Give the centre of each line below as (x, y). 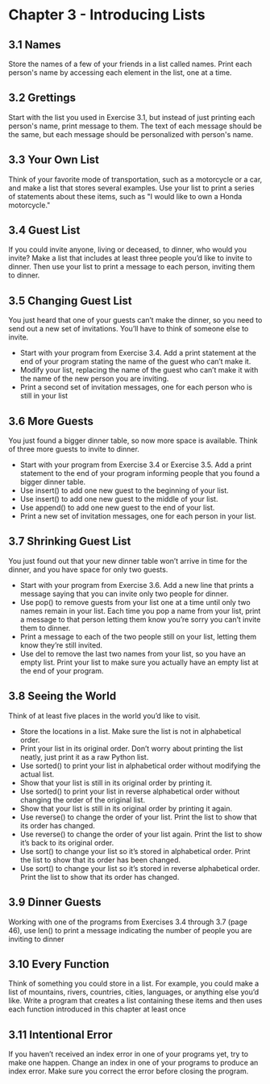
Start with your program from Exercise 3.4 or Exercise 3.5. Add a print (136, 465)
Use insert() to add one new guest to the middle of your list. (119, 499)
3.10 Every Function (59, 964)
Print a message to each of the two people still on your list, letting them (138, 636)
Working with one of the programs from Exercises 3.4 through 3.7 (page (128, 922)
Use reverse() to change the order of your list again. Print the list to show (141, 834)
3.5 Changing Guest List (70, 300)
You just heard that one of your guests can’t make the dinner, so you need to (135, 320)
